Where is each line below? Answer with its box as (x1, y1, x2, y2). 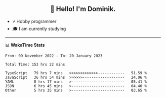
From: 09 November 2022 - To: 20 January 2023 (5, 53, 103, 58)
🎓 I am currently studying (12, 26, 66, 32)
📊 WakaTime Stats (5, 42, 45, 48)
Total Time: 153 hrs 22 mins (5, 62, 65, 67)
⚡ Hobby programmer (12, 18, 57, 24)
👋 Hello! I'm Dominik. (50, 5, 116, 13)
